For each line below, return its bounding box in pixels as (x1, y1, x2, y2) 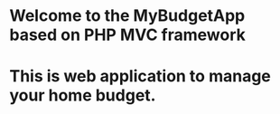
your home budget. (9, 85, 156, 106)
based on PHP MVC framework (9, 24, 247, 45)
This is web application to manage (9, 66, 271, 87)
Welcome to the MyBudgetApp (9, 5, 246, 26)
